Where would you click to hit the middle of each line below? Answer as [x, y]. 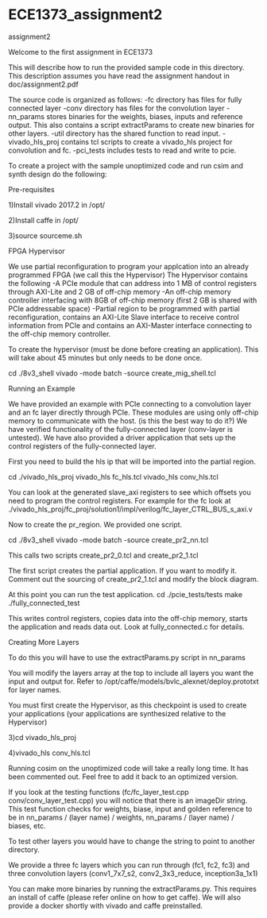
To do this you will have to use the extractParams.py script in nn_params [127, 658]
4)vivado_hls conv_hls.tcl [49, 753]
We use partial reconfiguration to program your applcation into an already [128, 266]
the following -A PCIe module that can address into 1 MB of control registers [132, 283]
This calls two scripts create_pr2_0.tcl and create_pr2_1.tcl [103, 555]
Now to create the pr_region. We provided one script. [95, 524]
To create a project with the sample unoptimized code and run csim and [126, 165]
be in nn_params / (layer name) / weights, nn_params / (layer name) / [121, 817]
